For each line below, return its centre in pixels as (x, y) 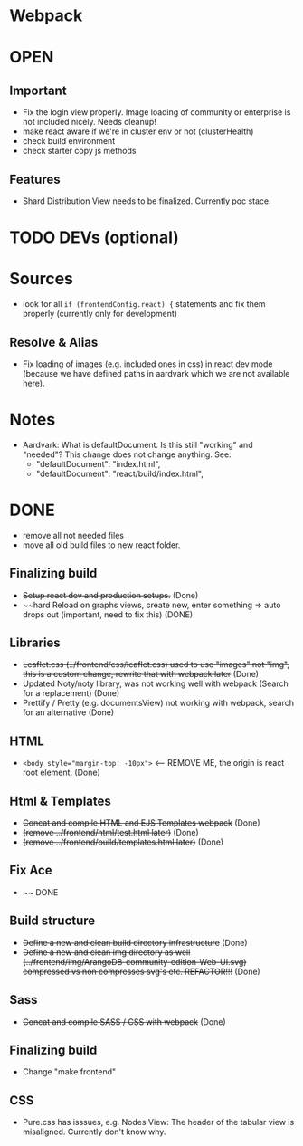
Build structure (52, 921)
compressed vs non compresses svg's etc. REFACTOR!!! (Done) (141, 971)
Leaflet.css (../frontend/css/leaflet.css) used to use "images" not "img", (156, 664)
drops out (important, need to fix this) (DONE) (108, 614)
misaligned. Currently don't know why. (94, 1132)
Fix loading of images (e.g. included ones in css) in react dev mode (147, 364)
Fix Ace (31, 870)
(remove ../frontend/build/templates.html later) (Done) (123, 842)
